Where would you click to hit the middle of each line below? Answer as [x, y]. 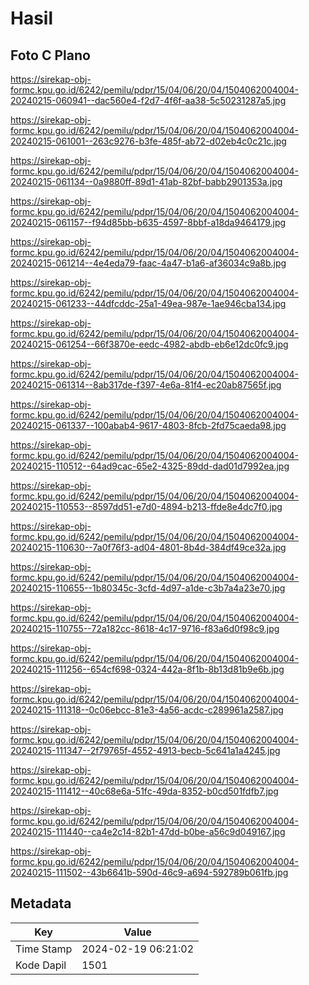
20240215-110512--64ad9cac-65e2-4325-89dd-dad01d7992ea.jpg [150, 466]
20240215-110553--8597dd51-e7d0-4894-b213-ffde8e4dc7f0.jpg [146, 506]
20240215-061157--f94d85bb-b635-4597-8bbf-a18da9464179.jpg [148, 222]
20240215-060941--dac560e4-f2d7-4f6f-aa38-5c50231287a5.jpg [148, 100]
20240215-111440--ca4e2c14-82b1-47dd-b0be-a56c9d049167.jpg [148, 831]
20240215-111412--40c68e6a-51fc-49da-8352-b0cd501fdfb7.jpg [144, 791]
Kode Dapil [41, 965]
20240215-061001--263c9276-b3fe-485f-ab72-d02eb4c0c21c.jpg [148, 141]
